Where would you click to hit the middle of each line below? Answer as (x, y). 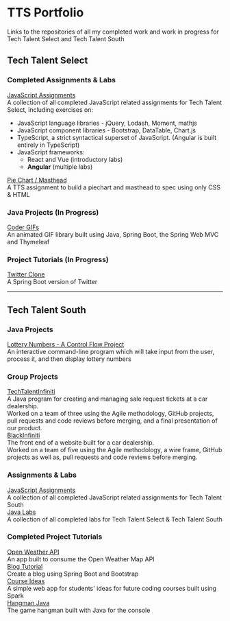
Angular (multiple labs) (60, 167)
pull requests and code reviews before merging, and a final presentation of (112, 421)
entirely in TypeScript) (48, 145)
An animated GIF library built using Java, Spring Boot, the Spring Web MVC (113, 234)
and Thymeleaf (28, 242)
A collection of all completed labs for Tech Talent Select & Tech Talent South (115, 519)
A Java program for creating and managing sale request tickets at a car (107, 399)
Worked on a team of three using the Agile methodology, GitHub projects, (111, 414)
